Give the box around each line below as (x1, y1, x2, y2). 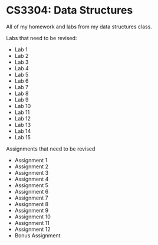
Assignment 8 (14, 200, 49, 207)
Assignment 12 (14, 226, 51, 233)
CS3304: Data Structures (6, 4, 133, 17)
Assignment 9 (14, 207, 49, 214)
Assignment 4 (14, 175, 49, 182)
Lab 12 (14, 115, 31, 122)
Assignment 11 (14, 219, 50, 226)
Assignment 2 (14, 163, 49, 170)
